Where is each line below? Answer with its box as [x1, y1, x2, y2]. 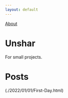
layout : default [5, 7, 38, 12]
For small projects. [5, 54, 43, 60]
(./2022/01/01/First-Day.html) [5, 87, 64, 93]
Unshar [5, 38, 36, 49]
